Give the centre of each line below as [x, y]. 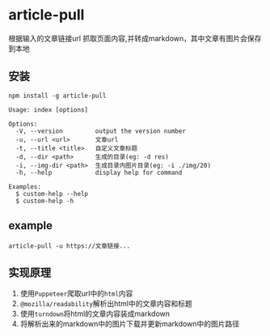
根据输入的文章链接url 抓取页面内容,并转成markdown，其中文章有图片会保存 [135, 38]
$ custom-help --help [52, 194]
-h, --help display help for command [99, 172]
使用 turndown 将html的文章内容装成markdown [95, 314]
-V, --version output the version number [101, 131]
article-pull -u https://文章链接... [70, 246]
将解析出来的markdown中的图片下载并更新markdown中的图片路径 [130, 324]
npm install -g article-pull [57, 96]
